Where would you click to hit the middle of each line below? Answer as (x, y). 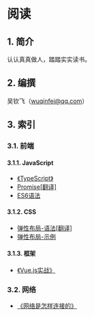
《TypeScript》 (35, 179)
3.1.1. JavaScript (30, 163)
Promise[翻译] (36, 187)
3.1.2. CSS (21, 212)
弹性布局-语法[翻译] (45, 228)
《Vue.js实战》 (36, 270)
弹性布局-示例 (36, 236)
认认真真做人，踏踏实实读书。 (49, 59)
